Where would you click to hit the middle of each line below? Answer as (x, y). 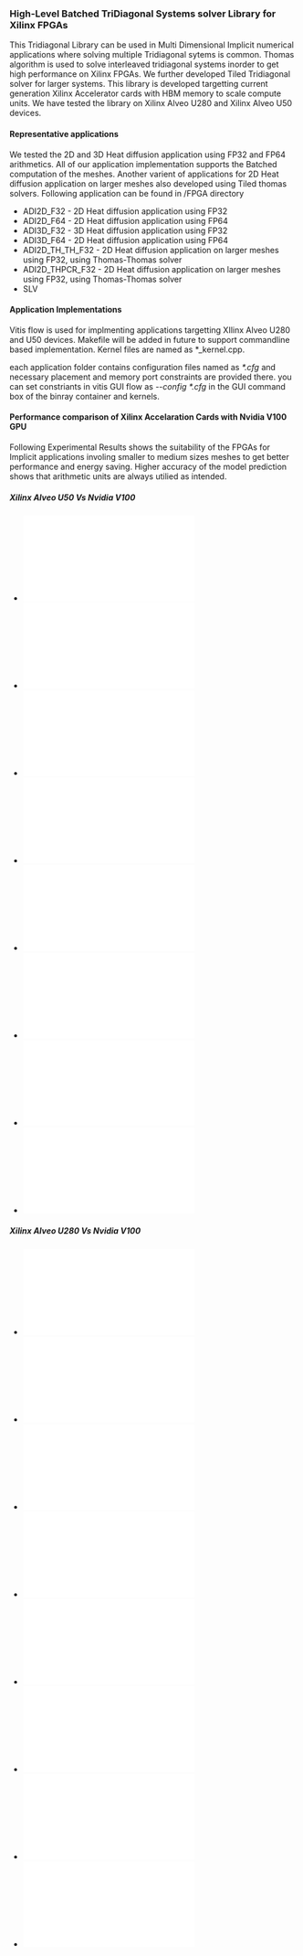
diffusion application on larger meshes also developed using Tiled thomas (148, 183)
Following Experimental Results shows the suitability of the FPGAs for (140, 447)
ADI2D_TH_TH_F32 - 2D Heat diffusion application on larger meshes (151, 250)
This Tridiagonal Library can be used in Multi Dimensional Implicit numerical (152, 45)
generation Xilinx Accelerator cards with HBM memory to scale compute (145, 93)
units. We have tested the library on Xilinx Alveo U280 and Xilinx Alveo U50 (151, 103)
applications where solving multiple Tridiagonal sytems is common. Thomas (152, 55)
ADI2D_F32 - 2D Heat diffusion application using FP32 (125, 211)
